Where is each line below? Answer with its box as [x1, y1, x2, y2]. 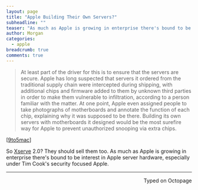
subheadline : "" [6, 19, 46, 25]
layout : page [6, 8, 38, 15]
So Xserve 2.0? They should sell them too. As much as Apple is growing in [6, 148, 187, 155]
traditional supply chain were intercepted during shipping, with [20, 81, 173, 88]
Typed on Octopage [143, 177, 192, 184]
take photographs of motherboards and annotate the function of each [20, 106, 190, 113]
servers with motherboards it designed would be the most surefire [20, 118, 181, 125]
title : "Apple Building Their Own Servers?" [6, 14, 117, 20]
